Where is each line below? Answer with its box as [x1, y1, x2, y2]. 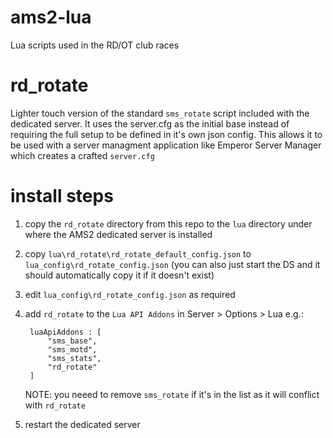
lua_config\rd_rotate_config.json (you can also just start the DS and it [24, 258, 321, 270]
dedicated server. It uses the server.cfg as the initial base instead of [10, 117, 290, 130]
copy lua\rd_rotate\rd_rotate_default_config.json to [24, 247, 252, 260]
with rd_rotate [24, 399, 86, 411]
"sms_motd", [47, 344, 98, 355]
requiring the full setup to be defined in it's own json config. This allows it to [10, 128, 323, 140]
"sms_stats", [47, 353, 102, 363]
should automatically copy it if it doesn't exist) [24, 269, 215, 281]
